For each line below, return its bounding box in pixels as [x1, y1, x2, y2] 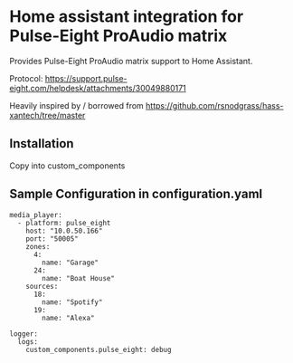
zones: [25, 242, 51, 251]
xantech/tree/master [9, 110, 86, 120]
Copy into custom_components [9, 160, 126, 171]
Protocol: [9, 72, 43, 83]
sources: [25, 282, 59, 291]
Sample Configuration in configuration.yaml [9, 186, 263, 202]
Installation [9, 136, 74, 151]
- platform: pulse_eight [17, 218, 111, 227]
